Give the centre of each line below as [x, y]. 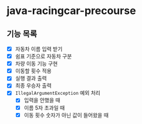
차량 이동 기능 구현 [36, 64]
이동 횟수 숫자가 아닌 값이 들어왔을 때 [66, 115]
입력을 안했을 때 [42, 100]
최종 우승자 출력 [33, 85]
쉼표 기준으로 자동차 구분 [43, 56]
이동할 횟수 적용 [33, 71]
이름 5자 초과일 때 [44, 108]
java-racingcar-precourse [72, 11]
